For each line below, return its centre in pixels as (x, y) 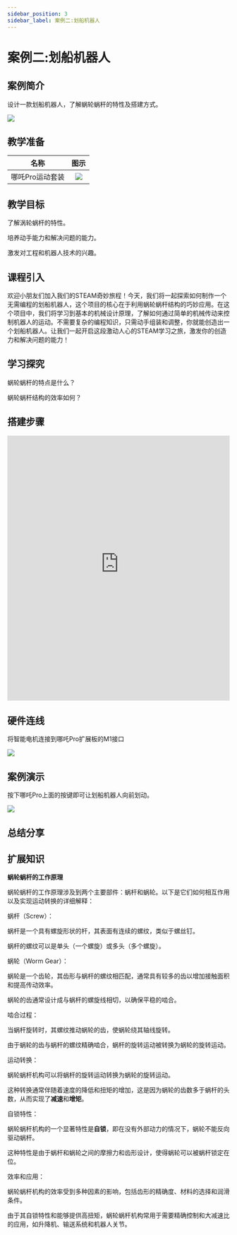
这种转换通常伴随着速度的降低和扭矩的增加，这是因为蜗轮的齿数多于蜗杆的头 (119, 1090)
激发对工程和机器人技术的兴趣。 (54, 253)
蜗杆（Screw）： (31, 916)
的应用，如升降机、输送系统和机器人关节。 (69, 1224)
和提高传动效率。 (32, 985)
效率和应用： (26, 1176)
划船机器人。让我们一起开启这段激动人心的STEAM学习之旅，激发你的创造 (120, 331)
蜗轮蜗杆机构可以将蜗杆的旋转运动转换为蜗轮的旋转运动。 (91, 1075)
